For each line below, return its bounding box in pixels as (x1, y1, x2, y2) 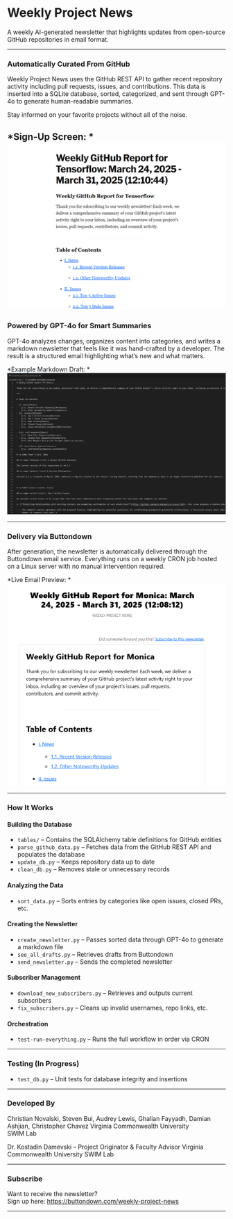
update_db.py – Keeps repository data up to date (17, 857, 155, 866)
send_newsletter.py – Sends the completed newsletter (17, 958, 173, 966)
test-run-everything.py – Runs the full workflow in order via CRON (17, 1035, 209, 1044)
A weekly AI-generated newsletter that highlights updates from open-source (7, 28, 225, 36)
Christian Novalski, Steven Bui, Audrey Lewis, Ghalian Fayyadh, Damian (7, 1114, 212, 1122)
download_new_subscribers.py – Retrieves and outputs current (17, 989, 193, 997)
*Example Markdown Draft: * (7, 365, 90, 373)
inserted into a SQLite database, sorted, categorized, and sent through (7, 90, 209, 98)
